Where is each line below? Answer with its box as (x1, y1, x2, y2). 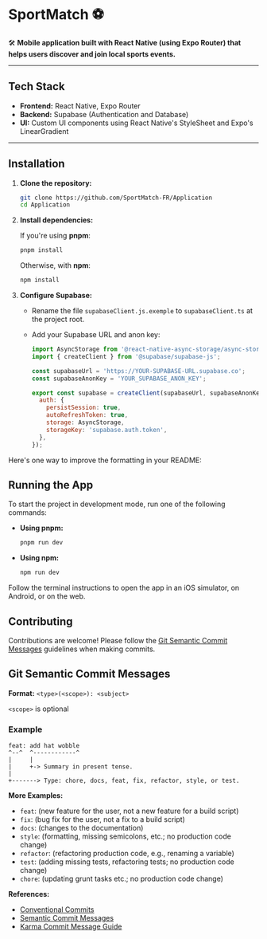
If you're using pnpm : (19, 231, 91, 241)
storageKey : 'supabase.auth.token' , (46, 426, 168, 434)
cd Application (19, 201, 71, 209)
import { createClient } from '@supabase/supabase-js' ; (31, 352, 221, 360)
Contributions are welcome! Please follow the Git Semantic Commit (8, 635, 228, 645)
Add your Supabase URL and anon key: (31, 330, 161, 340)
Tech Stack (8, 80, 65, 93)
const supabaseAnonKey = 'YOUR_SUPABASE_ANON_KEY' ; (31, 375, 207, 383)
